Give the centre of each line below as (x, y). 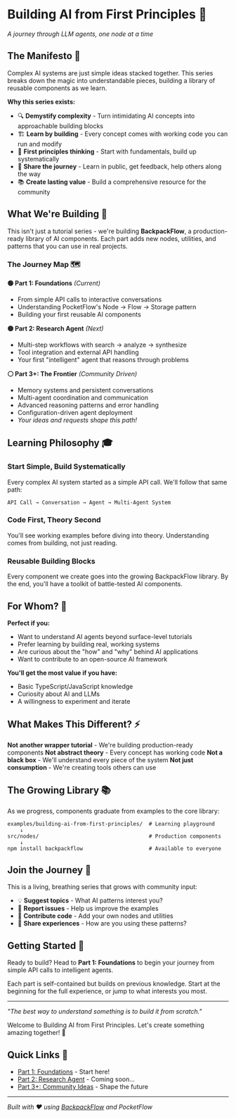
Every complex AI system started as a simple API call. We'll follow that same (117, 482)
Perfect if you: (29, 623)
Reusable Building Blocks (52, 561)
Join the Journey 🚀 (49, 870)
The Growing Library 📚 (59, 791)
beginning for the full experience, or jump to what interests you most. (107, 991)
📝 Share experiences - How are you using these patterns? (102, 924)
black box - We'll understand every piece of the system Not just (100, 759)
